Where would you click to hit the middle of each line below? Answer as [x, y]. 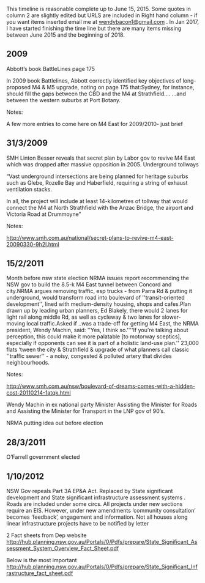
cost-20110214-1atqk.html [39, 393]
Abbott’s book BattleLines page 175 [51, 69]
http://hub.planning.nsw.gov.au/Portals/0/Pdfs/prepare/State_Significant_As [102, 542]
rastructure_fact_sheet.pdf [40, 573]
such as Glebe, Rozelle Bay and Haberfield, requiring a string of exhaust [97, 182]
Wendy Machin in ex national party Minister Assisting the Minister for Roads [102, 405]
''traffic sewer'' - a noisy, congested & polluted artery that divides [89, 356]
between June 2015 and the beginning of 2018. [66, 35]
